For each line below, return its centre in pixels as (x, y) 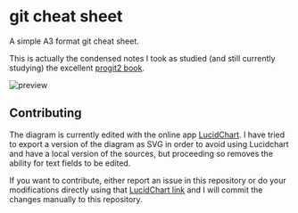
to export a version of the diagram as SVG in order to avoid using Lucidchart (149, 143)
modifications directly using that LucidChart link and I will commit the (136, 190)
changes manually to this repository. (76, 199)
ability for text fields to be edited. (70, 163)
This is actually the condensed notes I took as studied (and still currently (142, 58)
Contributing (46, 113)
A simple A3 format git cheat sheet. (74, 41)
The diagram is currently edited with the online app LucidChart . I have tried (147, 135)
